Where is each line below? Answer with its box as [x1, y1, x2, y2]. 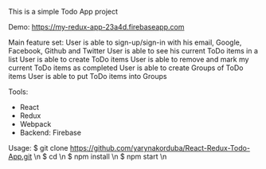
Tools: [8, 87, 29, 96]
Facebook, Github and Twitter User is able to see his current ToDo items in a [8, 46, 259, 55]
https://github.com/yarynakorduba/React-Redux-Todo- [69, 143, 251, 152]
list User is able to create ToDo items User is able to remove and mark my [8, 55, 249, 64]
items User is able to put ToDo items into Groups [8, 72, 167, 81]
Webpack [19, 120, 52, 128]
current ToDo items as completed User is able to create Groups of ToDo [8, 63, 244, 73]
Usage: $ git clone [8, 143, 69, 152]
